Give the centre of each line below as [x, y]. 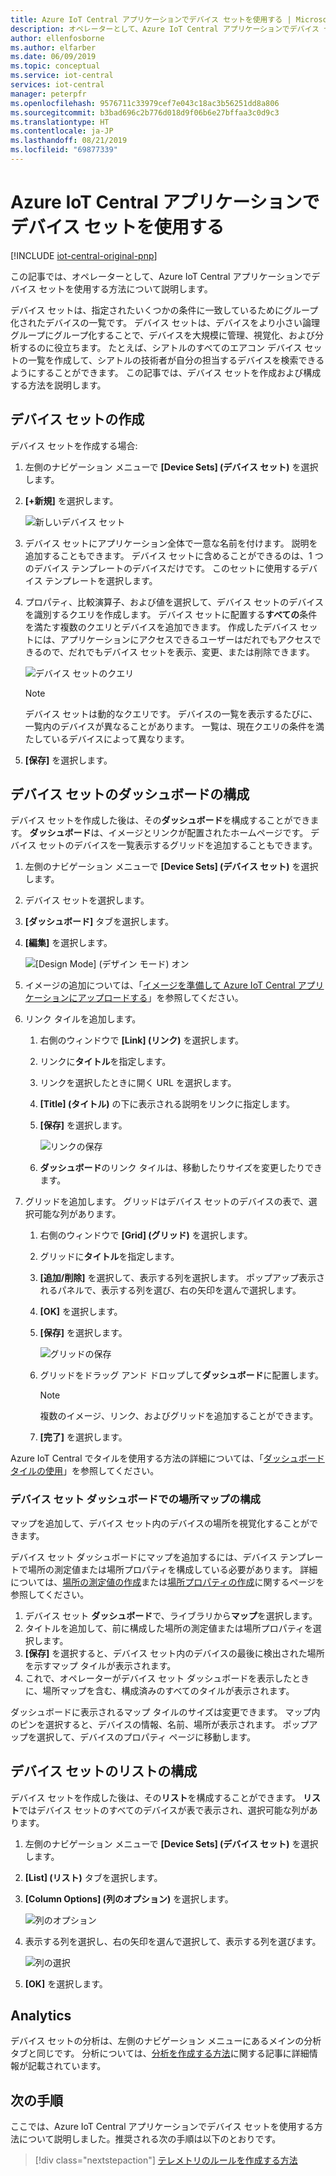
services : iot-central [57, 85]
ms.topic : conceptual [55, 66]
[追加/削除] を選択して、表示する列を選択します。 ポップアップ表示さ [182, 1278]
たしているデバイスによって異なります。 [107, 738]
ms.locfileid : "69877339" [64, 150]
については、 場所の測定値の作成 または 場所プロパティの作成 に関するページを [167, 1582]
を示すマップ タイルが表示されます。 [100, 1665]
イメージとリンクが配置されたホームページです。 [208, 833]
